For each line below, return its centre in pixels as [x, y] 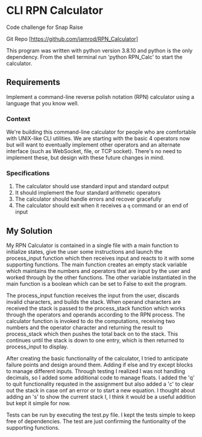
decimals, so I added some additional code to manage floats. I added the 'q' [100, 378]
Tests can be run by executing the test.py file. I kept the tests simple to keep [101, 415]
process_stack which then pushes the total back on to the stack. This [92, 334]
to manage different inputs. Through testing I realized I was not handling [96, 371]
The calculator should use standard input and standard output [92, 186]
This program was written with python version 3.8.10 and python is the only [99, 50]
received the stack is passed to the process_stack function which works [96, 309]
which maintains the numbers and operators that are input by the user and [99, 271]
